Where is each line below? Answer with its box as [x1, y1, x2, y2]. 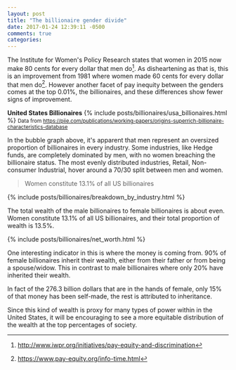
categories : [7, 37, 42, 44]
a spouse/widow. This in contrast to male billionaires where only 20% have [7, 264, 223, 272]
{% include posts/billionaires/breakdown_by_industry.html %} [7, 193, 185, 201]
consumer [7, 166, 37, 174]
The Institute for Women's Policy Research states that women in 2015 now [7, 55, 222, 64]
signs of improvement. [7, 95, 72, 104]
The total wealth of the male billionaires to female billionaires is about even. [7, 206, 225, 215]
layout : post [7, 10, 46, 18]
